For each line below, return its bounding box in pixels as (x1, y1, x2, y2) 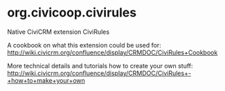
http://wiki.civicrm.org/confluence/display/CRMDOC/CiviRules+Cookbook (7, 48, 218, 57)
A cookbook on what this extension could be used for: (7, 41, 161, 49)
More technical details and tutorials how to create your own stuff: (7, 61, 193, 70)
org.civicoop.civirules (7, 5, 137, 21)
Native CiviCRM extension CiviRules (7, 28, 109, 36)
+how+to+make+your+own (7, 76, 85, 84)
